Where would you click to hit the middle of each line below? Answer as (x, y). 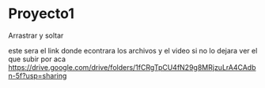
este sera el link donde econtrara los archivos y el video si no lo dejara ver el (133, 50)
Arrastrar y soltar (36, 35)
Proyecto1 (42, 14)
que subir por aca (37, 59)
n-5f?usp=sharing (38, 75)
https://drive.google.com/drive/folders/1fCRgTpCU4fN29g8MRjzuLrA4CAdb (132, 67)
